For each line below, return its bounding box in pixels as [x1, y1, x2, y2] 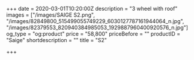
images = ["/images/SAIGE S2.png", [6, 11, 95, 18]
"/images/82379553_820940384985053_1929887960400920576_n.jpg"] [6, 24, 188, 31]
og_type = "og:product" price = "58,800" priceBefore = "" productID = [6, 30, 181, 37]
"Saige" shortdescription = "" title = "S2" [6, 37, 107, 43]
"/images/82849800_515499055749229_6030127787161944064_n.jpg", [6, 18, 184, 24]
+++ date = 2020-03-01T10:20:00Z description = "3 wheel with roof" [6, 5, 178, 12]
